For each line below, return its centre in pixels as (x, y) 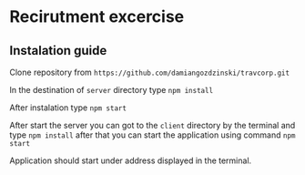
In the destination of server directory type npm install (112, 90)
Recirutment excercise (97, 17)
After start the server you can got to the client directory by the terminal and (152, 125)
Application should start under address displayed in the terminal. (131, 160)
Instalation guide (58, 51)
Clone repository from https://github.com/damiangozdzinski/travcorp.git (149, 72)
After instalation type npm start (68, 108)
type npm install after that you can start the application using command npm (152, 135)
